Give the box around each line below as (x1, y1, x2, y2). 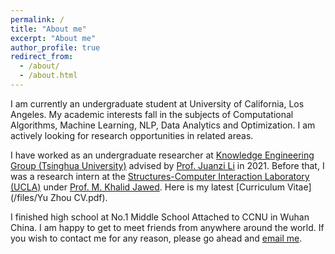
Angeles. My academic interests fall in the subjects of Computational (10, 108, 294, 120)
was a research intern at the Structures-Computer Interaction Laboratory (10, 170, 310, 182)
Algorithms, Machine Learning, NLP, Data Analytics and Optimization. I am (10, 119, 316, 131)
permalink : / (10, 14, 65, 25)
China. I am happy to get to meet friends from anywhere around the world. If (10, 221, 325, 233)
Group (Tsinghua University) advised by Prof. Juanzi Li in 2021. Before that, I (10, 159, 325, 171)
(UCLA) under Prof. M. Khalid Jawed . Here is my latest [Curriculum (10, 181, 285, 193)
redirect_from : (10, 52, 74, 62)
